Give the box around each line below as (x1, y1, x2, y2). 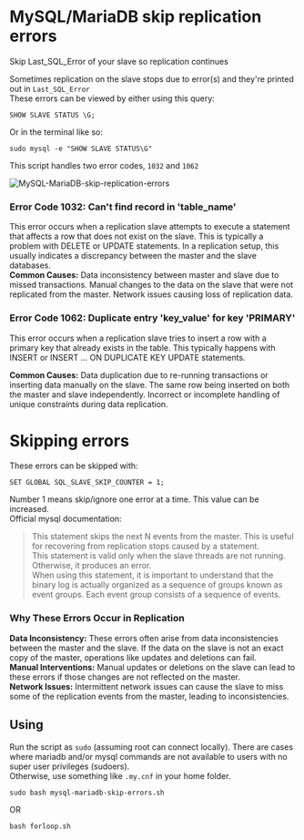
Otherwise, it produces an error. (31, 560, 152, 571)
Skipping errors (9, 430, 130, 451)
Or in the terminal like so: (9, 126, 103, 138)
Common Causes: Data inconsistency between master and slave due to (9, 270, 279, 281)
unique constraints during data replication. (9, 398, 168, 409)
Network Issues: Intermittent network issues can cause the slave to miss (9, 681, 284, 691)
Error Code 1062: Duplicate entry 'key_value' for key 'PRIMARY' (9, 312, 296, 324)
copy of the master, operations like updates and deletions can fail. (9, 651, 257, 662)
